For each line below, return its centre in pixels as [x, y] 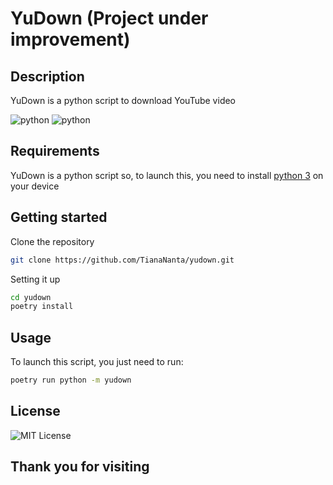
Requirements [55, 151]
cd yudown [31, 297]
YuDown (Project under [109, 18]
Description [47, 76]
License [35, 411]
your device [35, 186]
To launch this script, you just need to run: [97, 362]
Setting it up [35, 279]
